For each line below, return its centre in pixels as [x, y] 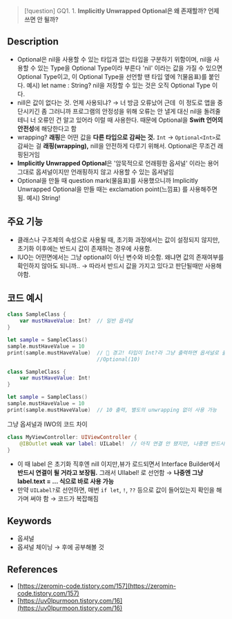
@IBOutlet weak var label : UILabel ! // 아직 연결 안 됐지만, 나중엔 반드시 [123, 443]
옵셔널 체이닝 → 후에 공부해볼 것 [61, 547]
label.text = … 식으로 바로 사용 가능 [65, 481]
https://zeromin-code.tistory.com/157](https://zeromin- [98, 586]
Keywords [29, 521]
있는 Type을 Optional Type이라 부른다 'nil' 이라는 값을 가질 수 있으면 [130, 68]
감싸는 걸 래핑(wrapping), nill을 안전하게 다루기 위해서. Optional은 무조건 [116, 145]
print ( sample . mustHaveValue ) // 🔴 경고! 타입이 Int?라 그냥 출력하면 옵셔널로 [113, 352]
